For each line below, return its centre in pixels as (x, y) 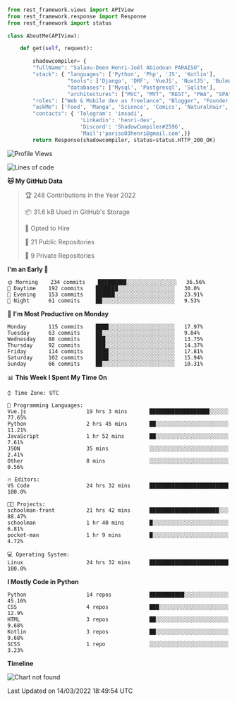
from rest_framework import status (60, 23)
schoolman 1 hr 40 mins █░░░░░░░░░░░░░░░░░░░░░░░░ (118, 523)
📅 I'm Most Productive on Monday (58, 314)
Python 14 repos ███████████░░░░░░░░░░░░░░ (118, 595)
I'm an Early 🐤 (28, 269)
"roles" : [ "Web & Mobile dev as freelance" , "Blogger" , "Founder (131, 101)
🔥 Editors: (24, 480)
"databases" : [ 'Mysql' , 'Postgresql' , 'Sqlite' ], (142, 88)
